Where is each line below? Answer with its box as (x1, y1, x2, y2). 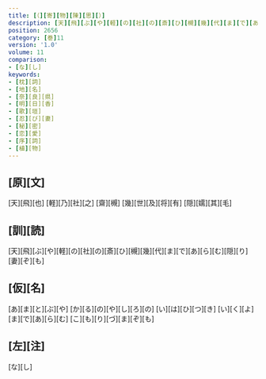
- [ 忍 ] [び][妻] (8, 115, 55, 123)
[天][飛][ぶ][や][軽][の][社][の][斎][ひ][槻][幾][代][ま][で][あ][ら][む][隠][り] (8, 247, 249, 255)
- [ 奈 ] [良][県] (8, 93, 55, 101)
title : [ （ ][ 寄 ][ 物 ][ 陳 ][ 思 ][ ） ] (8, 11, 105, 20)
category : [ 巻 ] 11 (8, 33, 65, 42)
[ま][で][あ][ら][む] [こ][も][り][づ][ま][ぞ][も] (8, 314, 154, 323)
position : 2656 (8, 26, 59, 34)
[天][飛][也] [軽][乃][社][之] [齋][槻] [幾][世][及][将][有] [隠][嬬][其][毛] (8, 198, 232, 208)
